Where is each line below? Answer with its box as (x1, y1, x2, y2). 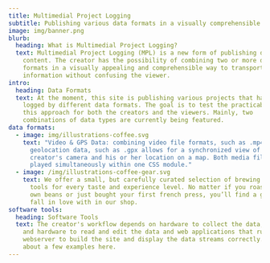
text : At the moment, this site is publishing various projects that (15, 94, 253, 102)
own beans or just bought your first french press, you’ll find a (29, 190, 257, 199)
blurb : (8, 34, 31, 42)
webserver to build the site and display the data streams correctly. (22, 236, 264, 244)
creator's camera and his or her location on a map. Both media (29, 153, 250, 161)
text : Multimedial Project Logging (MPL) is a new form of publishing (15, 49, 257, 57)
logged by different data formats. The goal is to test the (22, 101, 228, 109)
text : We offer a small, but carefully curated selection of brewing (22, 176, 261, 184)
